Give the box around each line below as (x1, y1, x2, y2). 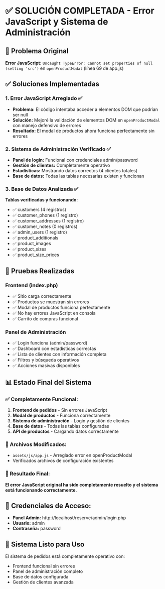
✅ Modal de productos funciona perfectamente (12, 304, 110, 310)
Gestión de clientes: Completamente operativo (12, 162, 110, 168)
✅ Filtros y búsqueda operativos (12, 357, 79, 363)
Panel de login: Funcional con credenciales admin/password (12, 157, 138, 163)
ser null (12, 111, 28, 117)
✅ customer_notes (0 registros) (12, 223, 78, 229)
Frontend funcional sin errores (12, 563, 75, 569)
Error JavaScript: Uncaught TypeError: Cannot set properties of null (5, 60, 153, 66)
